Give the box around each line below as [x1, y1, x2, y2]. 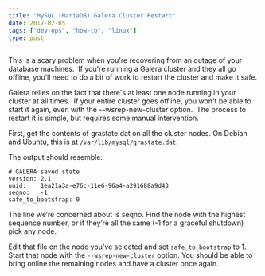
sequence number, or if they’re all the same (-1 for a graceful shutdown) [8, 218, 244, 227]
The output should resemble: [8, 153, 103, 162]
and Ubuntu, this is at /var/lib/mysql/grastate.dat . [8, 137, 179, 147]
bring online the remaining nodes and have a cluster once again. [8, 259, 219, 269]
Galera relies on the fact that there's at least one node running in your [8, 88, 236, 98]
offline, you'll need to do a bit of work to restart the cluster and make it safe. [8, 72, 257, 82]
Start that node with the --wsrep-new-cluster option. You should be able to [8, 251, 253, 260]
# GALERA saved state [8, 168, 80, 176]
